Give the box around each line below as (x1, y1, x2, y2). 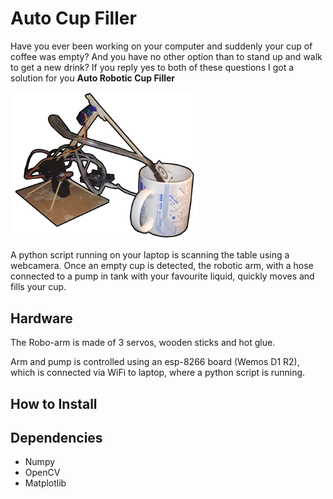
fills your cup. (10, 281, 67, 293)
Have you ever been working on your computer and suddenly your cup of (10, 40, 313, 52)
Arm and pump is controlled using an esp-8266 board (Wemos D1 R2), (10, 356, 300, 368)
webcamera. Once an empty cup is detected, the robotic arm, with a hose (10, 260, 314, 272)
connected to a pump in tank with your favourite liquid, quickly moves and (10, 270, 315, 282)
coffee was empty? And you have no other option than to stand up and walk (10, 50, 323, 62)
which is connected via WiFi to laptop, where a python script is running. (10, 367, 306, 379)
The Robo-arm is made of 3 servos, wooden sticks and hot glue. (10, 337, 276, 349)
